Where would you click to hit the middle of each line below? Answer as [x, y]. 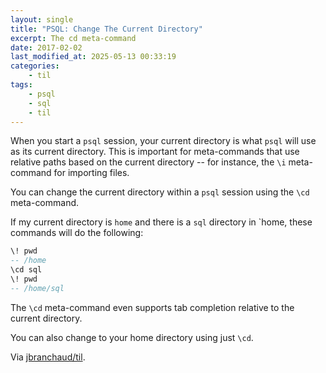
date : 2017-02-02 [46, 47]
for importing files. [91, 173]
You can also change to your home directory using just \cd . [132, 337]
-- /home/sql [37, 288]
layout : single [42, 19]
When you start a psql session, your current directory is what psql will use [163, 141]
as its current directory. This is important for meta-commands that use [155, 152]
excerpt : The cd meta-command [73, 38]
